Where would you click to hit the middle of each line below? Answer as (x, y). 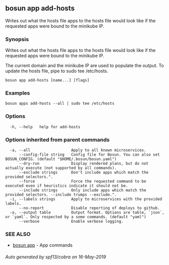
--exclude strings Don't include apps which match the (83, 172)
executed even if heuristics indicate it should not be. (67, 186)
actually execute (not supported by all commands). (61, 168)
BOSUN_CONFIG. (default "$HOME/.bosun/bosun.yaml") (61, 159)
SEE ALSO (18, 234)
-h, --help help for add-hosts (45, 127)
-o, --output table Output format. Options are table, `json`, (87, 213)
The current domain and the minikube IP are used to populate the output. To (84, 66)
